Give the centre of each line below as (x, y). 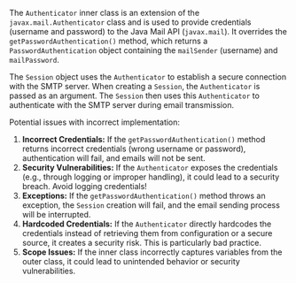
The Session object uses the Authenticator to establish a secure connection (148, 77)
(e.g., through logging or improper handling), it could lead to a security (151, 177)
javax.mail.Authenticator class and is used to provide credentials (130, 22)
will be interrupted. (56, 214)
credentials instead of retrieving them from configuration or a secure (147, 233)
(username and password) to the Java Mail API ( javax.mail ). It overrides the (148, 31)
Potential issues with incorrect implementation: (94, 122)
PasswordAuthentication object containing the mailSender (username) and (144, 50)
